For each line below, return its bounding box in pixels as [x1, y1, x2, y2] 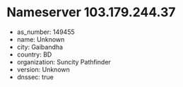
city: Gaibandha [16, 42, 64, 51]
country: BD [16, 50, 52, 59]
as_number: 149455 [16, 28, 75, 36]
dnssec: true [16, 72, 54, 81]
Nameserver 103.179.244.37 [6, 4, 176, 21]
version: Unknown [16, 65, 70, 74]
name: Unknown [16, 35, 65, 43]
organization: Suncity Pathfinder [16, 57, 111, 66]
